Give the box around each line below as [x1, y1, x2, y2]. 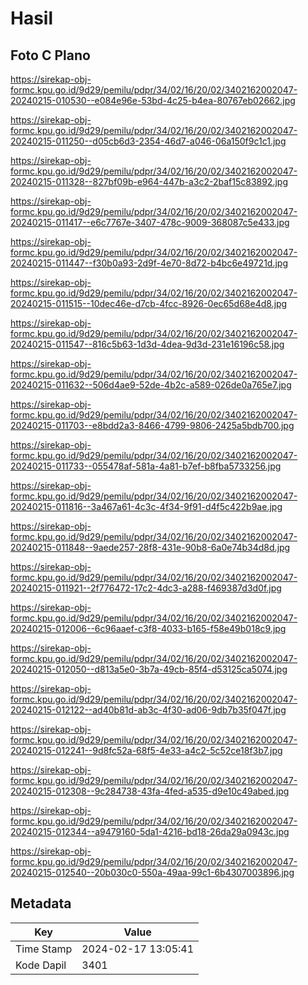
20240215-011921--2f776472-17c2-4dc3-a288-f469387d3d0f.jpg [10, 582, 282, 594]
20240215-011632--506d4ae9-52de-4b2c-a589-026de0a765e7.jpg [10, 379, 292, 391]
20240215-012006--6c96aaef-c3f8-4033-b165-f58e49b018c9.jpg [10, 623, 287, 634]
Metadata [10, 895, 72, 912]
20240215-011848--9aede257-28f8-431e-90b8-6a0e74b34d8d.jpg [10, 542, 291, 553]
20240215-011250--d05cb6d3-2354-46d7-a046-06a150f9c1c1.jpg [10, 135, 287, 147]
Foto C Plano [10, 47, 91, 64]
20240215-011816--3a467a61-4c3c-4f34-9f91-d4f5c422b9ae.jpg [10, 501, 283, 512]
